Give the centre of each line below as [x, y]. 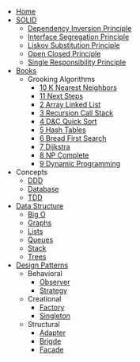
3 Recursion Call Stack [76, 113]
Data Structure [40, 206]
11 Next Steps [61, 96]
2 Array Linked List [70, 104]
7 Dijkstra [55, 147]
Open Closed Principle [64, 54]
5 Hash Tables [62, 130]
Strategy [53, 290]
